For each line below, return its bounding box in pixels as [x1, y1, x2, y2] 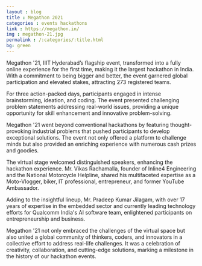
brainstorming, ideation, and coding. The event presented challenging [6, 96, 180, 103]
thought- [169, 121, 192, 128]
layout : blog [6, 8, 42, 15]
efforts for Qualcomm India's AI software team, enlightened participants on [6, 209, 192, 216]
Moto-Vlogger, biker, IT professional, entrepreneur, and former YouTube [6, 178, 185, 185]
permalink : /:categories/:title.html [6, 37, 104, 43]
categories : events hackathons [6, 20, 87, 26]
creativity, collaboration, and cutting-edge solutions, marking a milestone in [6, 246, 194, 253]
